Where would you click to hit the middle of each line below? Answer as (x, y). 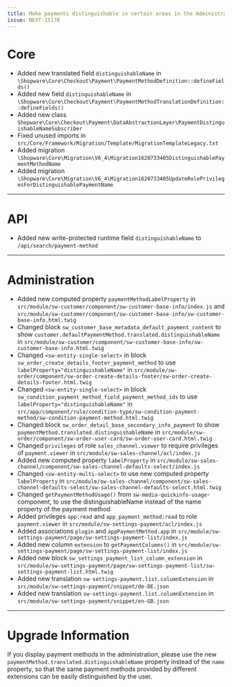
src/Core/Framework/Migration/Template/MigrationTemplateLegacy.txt (118, 144)
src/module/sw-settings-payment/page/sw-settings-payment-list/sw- (116, 566)
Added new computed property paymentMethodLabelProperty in (106, 299)
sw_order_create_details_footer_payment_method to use (96, 363)
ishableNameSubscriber (50, 129)
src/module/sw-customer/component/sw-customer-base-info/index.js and (121, 306)
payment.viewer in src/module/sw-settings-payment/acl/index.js (109, 524)
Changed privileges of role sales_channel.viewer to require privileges (118, 446)
